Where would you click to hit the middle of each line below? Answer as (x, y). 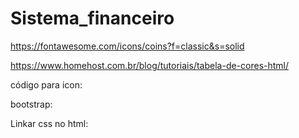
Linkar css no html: (49, 123)
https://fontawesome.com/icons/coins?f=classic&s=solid (127, 46)
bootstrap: (31, 104)
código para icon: (46, 84)
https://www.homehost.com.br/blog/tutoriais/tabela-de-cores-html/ (150, 65)
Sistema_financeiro (92, 18)
